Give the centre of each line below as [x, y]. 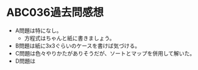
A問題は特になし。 [38, 30]
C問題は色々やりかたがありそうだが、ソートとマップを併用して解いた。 [105, 53]
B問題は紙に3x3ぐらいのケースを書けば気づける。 [78, 46]
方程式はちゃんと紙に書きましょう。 [69, 38]
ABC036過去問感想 [55, 12]
